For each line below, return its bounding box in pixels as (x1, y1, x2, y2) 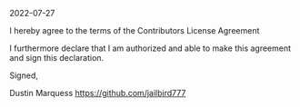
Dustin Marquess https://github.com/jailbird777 (9, 88, 186, 98)
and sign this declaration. (9, 53, 105, 63)
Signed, (9, 70, 38, 81)
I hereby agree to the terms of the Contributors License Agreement (9, 25, 260, 35)
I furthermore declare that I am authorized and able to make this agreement (9, 43, 292, 53)
